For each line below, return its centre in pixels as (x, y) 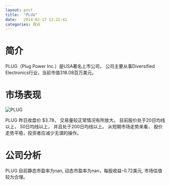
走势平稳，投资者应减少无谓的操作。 (43, 133)
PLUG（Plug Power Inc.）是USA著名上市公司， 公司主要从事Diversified (80, 66)
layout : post (19, 10)
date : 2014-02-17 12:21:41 (36, 19)
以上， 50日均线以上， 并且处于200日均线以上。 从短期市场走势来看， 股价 (84, 127)
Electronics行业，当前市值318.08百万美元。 (51, 73)
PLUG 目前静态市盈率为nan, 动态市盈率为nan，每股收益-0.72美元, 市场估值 (84, 171)
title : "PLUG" (21, 15)
